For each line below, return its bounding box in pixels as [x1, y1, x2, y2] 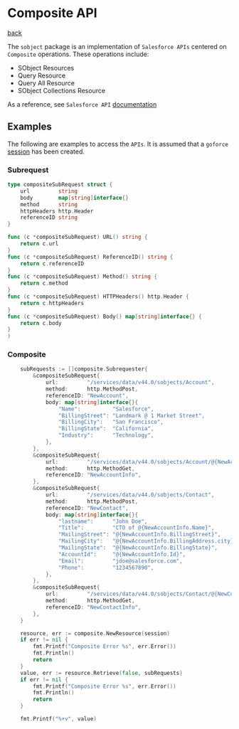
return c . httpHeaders [20, 299, 84, 307]
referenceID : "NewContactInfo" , [45, 603, 142, 611]
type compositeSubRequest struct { [7, 181, 113, 188]
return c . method [20, 280, 69, 287]
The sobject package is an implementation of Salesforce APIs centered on [7, 42, 227, 50]
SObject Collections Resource [17, 86, 105, 95]
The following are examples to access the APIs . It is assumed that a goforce [7, 139, 229, 148]
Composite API [7, 5, 97, 21]
